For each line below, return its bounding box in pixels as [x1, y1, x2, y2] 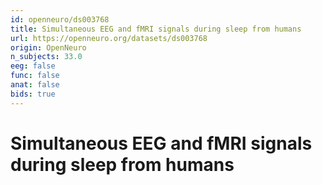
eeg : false [10, 61, 56, 71]
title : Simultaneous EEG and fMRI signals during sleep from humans [10, 24, 302, 34]
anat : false [10, 80, 60, 90]
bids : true [10, 89, 56, 99]
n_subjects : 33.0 [10, 52, 83, 62]
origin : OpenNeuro [10, 42, 87, 53]
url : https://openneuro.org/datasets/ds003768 [10, 33, 208, 43]
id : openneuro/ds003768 [10, 14, 110, 25]
